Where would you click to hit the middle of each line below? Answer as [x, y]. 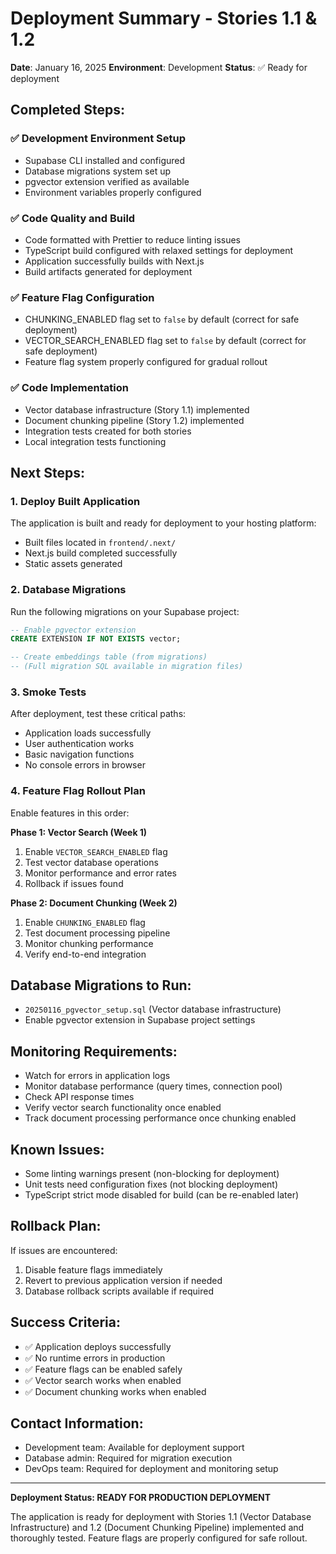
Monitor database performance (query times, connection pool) [153, 1086]
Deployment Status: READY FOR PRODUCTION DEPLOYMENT [140, 1498]
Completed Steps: [67, 110]
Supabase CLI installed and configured [105, 160]
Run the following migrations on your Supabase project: [125, 611]
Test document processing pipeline [97, 933]
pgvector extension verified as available [107, 181]
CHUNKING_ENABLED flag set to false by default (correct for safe [162, 319]
